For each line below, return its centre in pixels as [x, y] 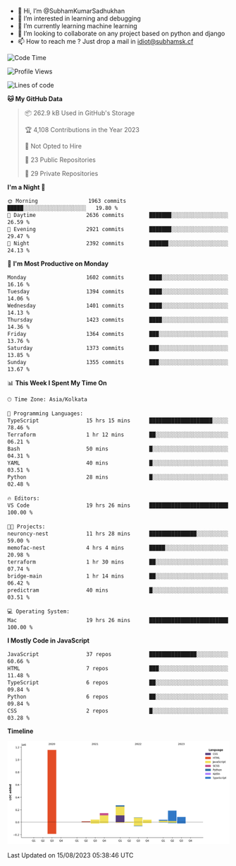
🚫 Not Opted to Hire [53, 146]
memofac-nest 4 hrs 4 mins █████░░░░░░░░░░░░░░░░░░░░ [118, 548]
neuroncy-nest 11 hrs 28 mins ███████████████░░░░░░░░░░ [118, 534]
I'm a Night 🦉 [26, 187]
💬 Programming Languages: [45, 414]
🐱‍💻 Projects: [26, 527]
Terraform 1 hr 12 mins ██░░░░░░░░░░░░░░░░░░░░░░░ [118, 435]
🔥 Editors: [24, 498]
